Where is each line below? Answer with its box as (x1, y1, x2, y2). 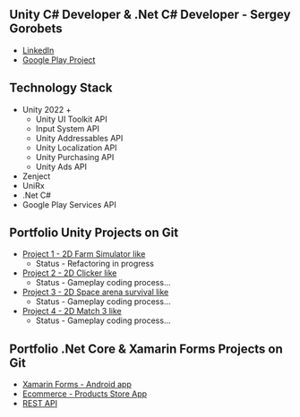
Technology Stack (9, 81, 113, 96)
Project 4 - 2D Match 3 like (21, 306, 123, 317)
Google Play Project (21, 54, 96, 65)
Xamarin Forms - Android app (21, 379, 132, 390)
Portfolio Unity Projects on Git (9, 226, 179, 241)
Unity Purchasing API (35, 151, 115, 162)
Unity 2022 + (21, 104, 72, 115)
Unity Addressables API (35, 132, 124, 143)
